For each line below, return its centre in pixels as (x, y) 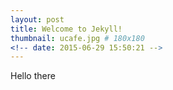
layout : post (37, 19)
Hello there (33, 76)
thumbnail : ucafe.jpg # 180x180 (77, 38)
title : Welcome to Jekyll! (66, 29)
